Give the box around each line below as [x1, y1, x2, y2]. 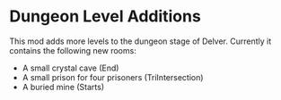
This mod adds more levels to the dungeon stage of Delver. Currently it [9, 36, 272, 46]
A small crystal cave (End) [22, 62, 119, 73]
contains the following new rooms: [9, 45, 136, 55]
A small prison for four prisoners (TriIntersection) [22, 71, 204, 82]
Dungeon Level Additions [9, 6, 202, 27]
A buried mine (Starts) [22, 81, 105, 92]
